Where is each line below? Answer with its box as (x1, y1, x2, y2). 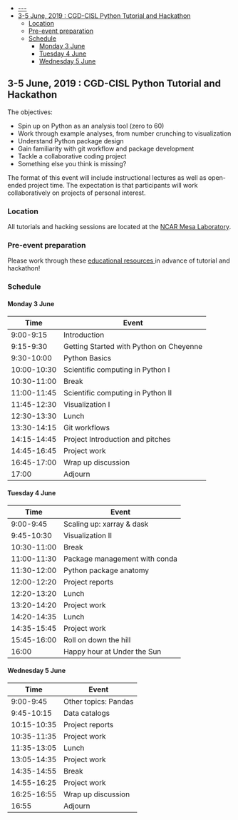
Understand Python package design (17, 136, 124, 145)
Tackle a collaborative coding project (17, 151, 127, 161)
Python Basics (63, 353, 112, 363)
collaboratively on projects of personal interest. (7, 188, 146, 197)
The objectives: (7, 108, 53, 116)
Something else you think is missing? (17, 159, 127, 168)
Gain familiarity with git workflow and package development (17, 144, 195, 153)
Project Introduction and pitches (63, 434, 171, 444)
